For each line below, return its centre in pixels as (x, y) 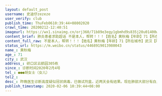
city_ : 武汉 (16, 59)
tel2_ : (12, 77)
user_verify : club (23, 18)
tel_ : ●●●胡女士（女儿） (27, 73)
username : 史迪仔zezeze (28, 14)
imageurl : (15, 32)
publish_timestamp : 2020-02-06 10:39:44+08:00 (53, 86)
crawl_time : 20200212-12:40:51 (36, 28)
